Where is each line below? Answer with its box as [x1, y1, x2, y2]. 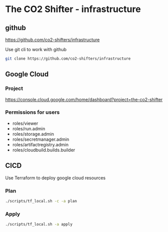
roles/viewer [12, 120, 38, 126]
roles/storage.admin [12, 131, 54, 137]
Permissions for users [5, 109, 60, 116]
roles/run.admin [12, 125, 45, 131]
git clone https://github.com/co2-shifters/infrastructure [5, 56, 131, 61]
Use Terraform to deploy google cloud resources [5, 174, 106, 181]
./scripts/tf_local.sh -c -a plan [5, 198, 77, 203]
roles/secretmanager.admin [12, 136, 69, 142]
